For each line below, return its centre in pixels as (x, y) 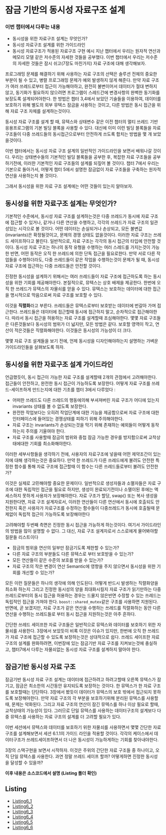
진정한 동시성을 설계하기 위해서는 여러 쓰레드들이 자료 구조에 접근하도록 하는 (79, 276)
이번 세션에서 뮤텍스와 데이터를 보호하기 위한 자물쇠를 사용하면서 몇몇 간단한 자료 (83, 727)
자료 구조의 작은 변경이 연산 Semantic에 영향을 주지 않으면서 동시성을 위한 (84, 567)
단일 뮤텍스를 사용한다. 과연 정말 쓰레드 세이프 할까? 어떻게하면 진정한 (77, 756)
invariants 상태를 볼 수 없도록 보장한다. (50, 406)
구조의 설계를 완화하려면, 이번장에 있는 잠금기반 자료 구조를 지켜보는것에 (75, 643)
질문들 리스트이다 (22, 537)
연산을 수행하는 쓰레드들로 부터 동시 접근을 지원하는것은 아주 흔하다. (71, 614)
